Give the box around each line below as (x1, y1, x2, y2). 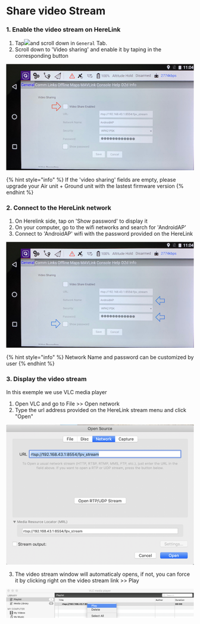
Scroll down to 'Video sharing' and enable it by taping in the (14, 46, 162, 53)
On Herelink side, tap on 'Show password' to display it (14, 217, 148, 224)
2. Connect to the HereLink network (6, 204, 112, 212)
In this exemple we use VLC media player (6, 388, 107, 395)
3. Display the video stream (6, 375, 87, 383)
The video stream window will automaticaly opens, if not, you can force (14, 570, 190, 578)
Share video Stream (6, 4, 106, 18)
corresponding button (14, 52, 68, 60)
